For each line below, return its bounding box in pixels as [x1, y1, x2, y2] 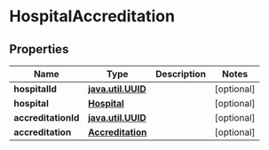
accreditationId [13, 112, 80, 123]
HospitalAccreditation [9, 6, 176, 27]
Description [154, 68, 207, 80]
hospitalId [13, 83, 58, 95]
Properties [9, 42, 69, 57]
